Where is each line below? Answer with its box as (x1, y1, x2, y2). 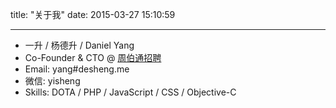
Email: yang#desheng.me (24, 63, 130, 75)
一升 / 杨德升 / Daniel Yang (24, 39, 135, 51)
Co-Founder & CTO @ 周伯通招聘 (24, 52, 162, 63)
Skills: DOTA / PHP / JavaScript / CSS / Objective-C (24, 86, 237, 98)
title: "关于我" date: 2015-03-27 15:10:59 (10, 9, 176, 20)
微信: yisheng (24, 75, 81, 87)
